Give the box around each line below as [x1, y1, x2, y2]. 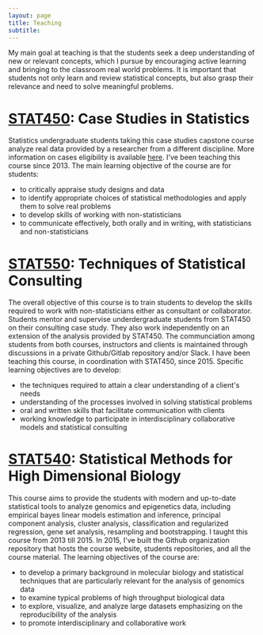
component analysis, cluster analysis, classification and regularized [8, 518, 229, 528]
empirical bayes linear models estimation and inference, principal [8, 511, 221, 520]
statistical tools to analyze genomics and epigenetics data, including [8, 502, 231, 511]
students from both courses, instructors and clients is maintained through [8, 340, 248, 350]
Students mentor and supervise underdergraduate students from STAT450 [8, 315, 251, 324]
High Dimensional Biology [8, 467, 181, 485]
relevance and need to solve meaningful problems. [8, 82, 174, 91]
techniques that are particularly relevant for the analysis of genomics [19, 576, 245, 586]
